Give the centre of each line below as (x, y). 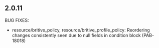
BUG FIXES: (17, 20)
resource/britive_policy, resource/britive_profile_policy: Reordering (81, 30)
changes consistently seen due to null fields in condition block (76, 35)
